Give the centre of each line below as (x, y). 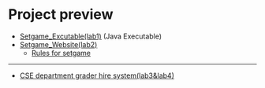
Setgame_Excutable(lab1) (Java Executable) (91, 36)
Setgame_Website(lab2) (58, 44)
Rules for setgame (61, 53)
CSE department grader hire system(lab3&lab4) (97, 75)
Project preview (61, 15)
